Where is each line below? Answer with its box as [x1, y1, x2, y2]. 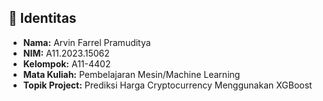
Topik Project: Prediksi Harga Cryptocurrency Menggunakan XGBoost [22, 79, 313, 91]
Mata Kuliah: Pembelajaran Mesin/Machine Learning [22, 68, 241, 80]
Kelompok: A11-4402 [22, 57, 111, 70]
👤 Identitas [8, 10, 77, 27]
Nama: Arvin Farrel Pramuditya [22, 36, 151, 48]
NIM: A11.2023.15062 [22, 47, 110, 59]
